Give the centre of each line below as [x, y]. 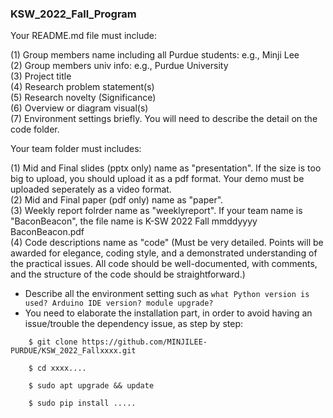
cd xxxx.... [61, 368]
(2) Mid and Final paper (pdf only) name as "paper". [117, 200]
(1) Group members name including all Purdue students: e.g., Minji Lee [155, 55]
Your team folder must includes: [76, 149]
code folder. [35, 129]
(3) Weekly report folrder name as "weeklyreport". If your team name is [156, 211]
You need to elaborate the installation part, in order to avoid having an [168, 313]
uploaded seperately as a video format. [91, 189]
